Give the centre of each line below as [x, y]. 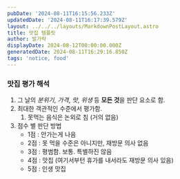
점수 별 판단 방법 [39, 126]
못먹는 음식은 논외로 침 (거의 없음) [73, 117]
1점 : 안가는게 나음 [52, 134]
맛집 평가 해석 [29, 83]
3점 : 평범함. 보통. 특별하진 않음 [70, 151]
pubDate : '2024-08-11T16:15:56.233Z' [61, 13]
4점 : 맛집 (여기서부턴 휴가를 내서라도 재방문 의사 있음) [100, 160]
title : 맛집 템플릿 [31, 33]
